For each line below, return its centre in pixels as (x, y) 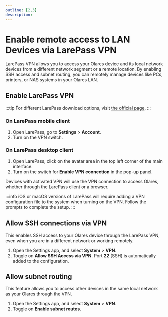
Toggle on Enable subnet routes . (47, 309)
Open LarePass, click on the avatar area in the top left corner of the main (88, 161)
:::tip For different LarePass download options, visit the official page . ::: (78, 108)
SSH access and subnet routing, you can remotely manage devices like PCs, (84, 75)
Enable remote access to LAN (68, 39)
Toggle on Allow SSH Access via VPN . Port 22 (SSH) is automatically (84, 255)
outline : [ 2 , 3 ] (21, 10)
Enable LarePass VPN (40, 96)
